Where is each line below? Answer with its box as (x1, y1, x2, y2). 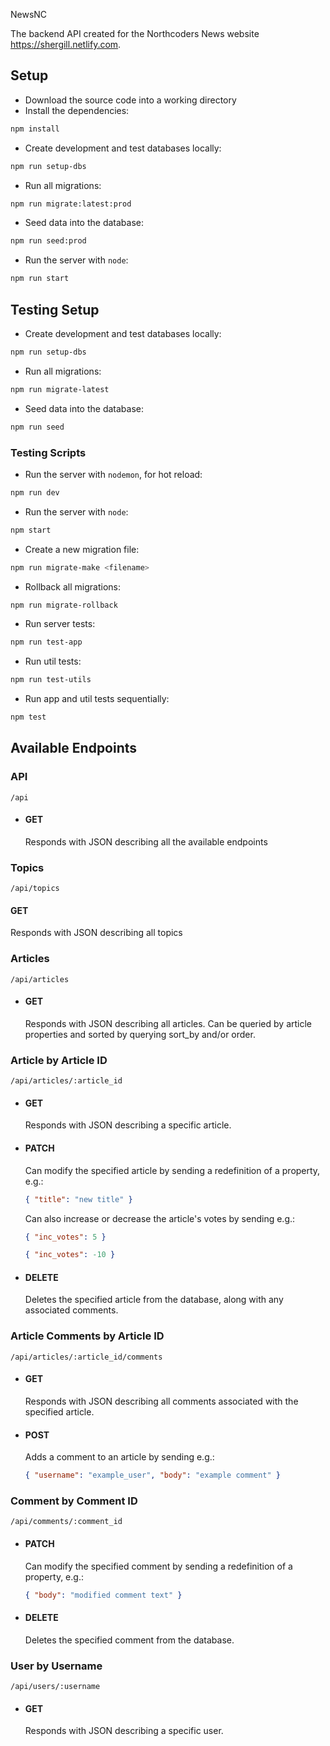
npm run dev (10, 487, 60, 498)
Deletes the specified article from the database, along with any (24, 1294, 284, 1306)
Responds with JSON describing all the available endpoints (24, 835, 268, 848)
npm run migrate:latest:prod (10, 199, 132, 209)
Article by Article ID (10, 1053, 108, 1067)
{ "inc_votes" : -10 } (24, 1250, 116, 1260)
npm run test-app (10, 637, 83, 648)
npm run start (10, 274, 70, 284)
